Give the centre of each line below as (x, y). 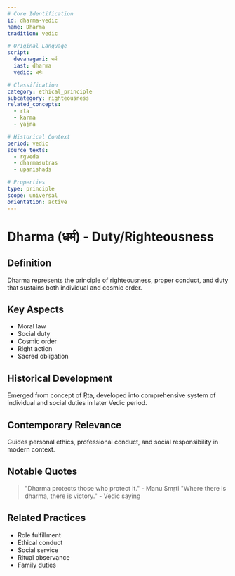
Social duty (34, 334)
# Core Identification (40, 14)
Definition (29, 263)
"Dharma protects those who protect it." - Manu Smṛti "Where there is (125, 488)
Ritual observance (43, 557)
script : (19, 53)
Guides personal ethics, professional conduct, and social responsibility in (113, 442)
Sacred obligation (43, 357)
